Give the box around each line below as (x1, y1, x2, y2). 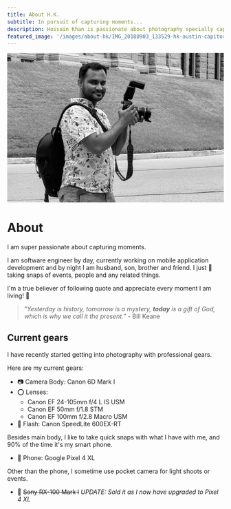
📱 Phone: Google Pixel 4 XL (16, 453, 95, 461)
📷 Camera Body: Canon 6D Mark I (16, 377, 115, 386)
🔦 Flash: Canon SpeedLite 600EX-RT (16, 419, 122, 428)
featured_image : (7, 33, 54, 40)
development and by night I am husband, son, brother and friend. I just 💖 (7, 263, 212, 271)
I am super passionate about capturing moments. (7, 242, 146, 251)
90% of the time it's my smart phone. (7, 440, 113, 448)
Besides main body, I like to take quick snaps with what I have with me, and (7, 433, 220, 441)
